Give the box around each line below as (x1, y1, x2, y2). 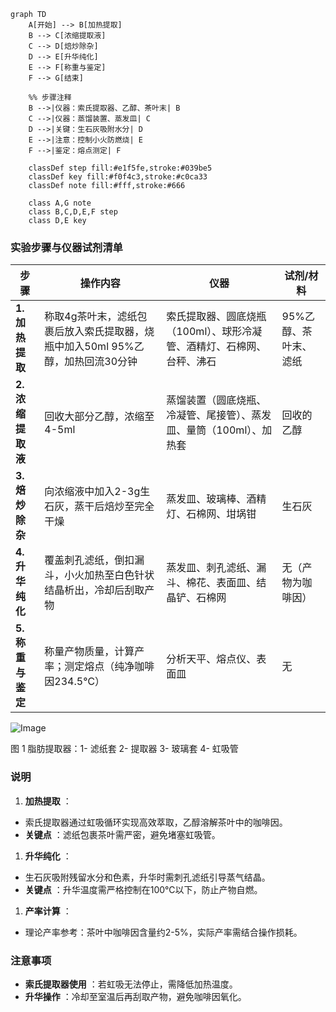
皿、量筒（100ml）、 (166, 423, 263, 437)
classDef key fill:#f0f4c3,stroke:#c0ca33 (28, 172, 208, 182)
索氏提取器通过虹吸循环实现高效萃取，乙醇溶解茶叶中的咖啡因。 (24, 816, 288, 828)
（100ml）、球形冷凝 (166, 325, 263, 339)
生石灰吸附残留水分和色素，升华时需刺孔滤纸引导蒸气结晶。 (24, 871, 271, 883)
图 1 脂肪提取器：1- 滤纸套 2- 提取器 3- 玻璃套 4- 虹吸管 (10, 743, 239, 755)
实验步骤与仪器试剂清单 (10, 240, 123, 254)
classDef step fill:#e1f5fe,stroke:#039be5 (28, 163, 213, 173)
